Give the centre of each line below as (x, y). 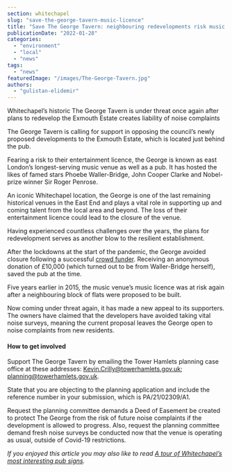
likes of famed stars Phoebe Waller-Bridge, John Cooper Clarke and (105, 175)
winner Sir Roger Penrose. (61, 182)
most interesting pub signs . (46, 461)
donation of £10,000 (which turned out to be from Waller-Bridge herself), (111, 267)
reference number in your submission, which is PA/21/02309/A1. (99, 397)
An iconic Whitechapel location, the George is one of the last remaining (109, 196)
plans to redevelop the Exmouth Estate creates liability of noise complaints (114, 118)
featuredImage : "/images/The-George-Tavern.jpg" (79, 78)
